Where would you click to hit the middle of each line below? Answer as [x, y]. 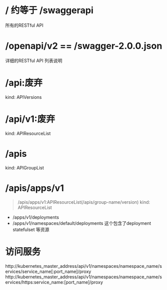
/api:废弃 [24, 83]
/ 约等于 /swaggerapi [49, 10]
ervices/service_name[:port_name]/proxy [48, 271]
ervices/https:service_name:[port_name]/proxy [54, 282]
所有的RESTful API [24, 25]
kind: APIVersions [23, 97]
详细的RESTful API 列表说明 [34, 61]
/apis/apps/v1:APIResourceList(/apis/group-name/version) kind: [84, 202]
